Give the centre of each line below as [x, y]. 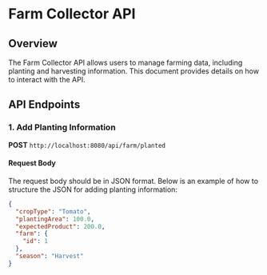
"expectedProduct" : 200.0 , [60, 226]
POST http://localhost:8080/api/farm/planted [87, 145]
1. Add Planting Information [62, 127]
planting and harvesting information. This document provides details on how [134, 71]
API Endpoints [44, 105]
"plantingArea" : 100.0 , [55, 219]
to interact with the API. [47, 80]
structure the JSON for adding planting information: [93, 189]
